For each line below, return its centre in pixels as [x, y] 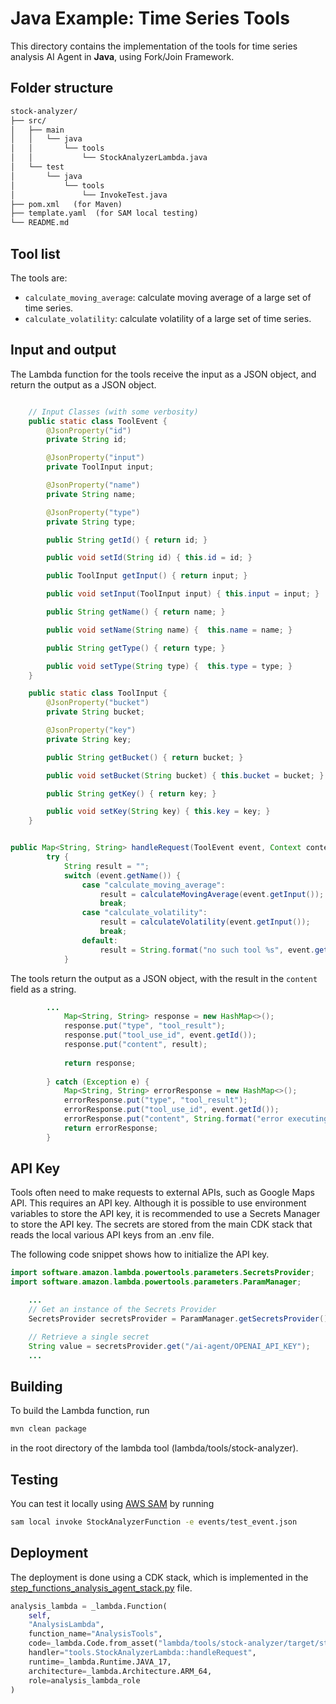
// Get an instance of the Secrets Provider [122, 1310]
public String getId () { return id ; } [127, 540]
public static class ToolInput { [98, 693]
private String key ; [89, 739]
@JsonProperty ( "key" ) [91, 730]
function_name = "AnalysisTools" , [95, 1634]
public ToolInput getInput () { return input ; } [147, 576]
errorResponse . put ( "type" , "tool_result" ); [155, 1100]
